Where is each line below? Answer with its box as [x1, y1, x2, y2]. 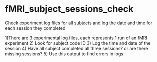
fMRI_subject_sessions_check [5, 3, 134, 15]
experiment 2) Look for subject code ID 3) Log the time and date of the [5, 40, 151, 46]
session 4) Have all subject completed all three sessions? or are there [5, 45, 148, 51]
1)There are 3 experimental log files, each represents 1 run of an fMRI [5, 35, 147, 41]
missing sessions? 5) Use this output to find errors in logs [5, 51, 124, 57]
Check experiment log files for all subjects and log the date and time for [5, 20, 153, 26]
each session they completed [5, 25, 66, 31]
